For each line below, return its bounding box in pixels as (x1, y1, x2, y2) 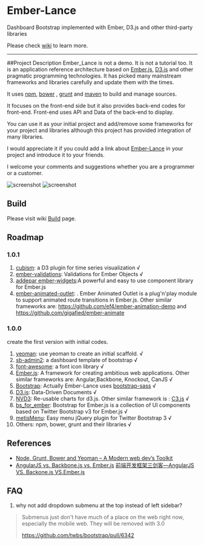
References (7, 438, 51, 449)
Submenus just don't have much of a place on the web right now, (21, 514, 184, 521)
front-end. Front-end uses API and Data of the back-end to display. (7, 108, 174, 116)
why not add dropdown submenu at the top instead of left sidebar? (15, 502, 183, 509)
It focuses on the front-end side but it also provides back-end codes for (7, 102, 186, 109)
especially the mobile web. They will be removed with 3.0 (21, 520, 165, 527)
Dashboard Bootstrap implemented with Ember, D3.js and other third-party (7, 24, 193, 31)
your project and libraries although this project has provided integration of (7, 127, 191, 134)
